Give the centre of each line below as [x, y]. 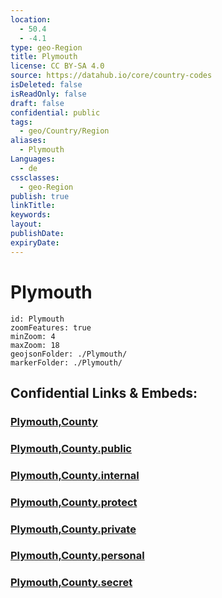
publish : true [40, 196]
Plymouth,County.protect [74, 502]
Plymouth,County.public [71, 448]
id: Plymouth [37, 319]
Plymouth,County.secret [71, 583]
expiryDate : [35, 242]
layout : [26, 224]
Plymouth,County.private [73, 529]
